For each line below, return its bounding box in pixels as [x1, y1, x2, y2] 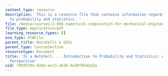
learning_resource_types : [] [5, 30, 66, 35]
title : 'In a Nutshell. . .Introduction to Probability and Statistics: [5, 53, 160, 59]
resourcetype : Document [5, 49, 55, 54]
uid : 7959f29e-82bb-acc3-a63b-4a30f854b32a [5, 63, 97, 68]
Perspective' [9, 58, 37, 63]
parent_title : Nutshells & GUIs [5, 40, 72, 45]
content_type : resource [5, 7, 55, 12]
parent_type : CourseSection [5, 44, 64, 49]
